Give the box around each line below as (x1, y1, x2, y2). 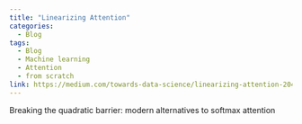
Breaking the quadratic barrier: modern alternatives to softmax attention (9, 104, 276, 115)
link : (9, 80, 30, 89)
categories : (9, 22, 54, 31)
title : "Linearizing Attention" (9, 13, 130, 22)
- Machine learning (17, 55, 91, 64)
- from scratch (17, 72, 75, 81)
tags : (9, 38, 30, 48)
